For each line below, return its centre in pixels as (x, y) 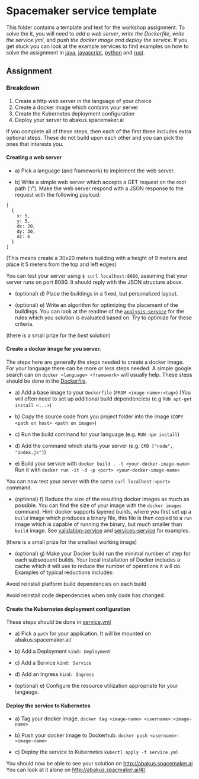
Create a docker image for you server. (54, 349)
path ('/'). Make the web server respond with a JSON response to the (99, 188)
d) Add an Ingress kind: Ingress (54, 674)
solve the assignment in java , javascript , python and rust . (76, 52)
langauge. (27, 692)
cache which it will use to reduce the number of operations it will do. (98, 566)
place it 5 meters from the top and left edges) (62, 264)
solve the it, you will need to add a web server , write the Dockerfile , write (95, 33)
